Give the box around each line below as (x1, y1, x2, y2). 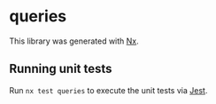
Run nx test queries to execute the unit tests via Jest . (9, 84, 208, 95)
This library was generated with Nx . (9, 36, 139, 46)
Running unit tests (9, 61, 112, 76)
